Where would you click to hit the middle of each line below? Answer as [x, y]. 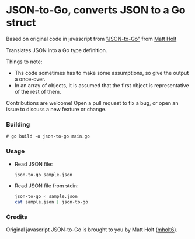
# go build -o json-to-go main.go [48, 136]
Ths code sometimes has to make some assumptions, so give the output [102, 73]
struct [21, 23]
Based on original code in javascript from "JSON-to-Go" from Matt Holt [91, 39]
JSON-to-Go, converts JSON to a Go [96, 10]
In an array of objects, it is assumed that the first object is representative [102, 85]
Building [18, 124]
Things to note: [24, 62]
